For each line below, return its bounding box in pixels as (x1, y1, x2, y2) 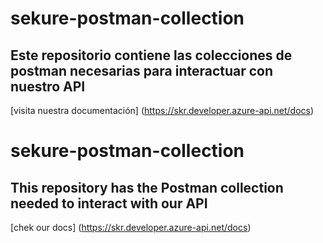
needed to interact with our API (10, 195, 208, 212)
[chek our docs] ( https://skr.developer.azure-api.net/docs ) (10, 222, 252, 233)
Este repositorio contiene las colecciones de (10, 47, 293, 64)
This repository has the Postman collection (10, 179, 284, 196)
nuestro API (10, 78, 86, 95)
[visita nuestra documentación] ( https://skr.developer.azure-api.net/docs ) (10, 105, 315, 116)
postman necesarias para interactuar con (10, 62, 274, 79)
